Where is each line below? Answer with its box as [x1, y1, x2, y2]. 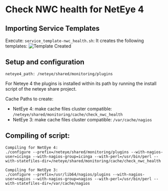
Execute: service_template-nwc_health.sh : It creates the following [5, 37, 144, 44]
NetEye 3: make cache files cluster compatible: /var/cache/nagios [12, 116, 152, 122]
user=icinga [5, 154, 31, 159]
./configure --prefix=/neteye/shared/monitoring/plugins [5, 150, 129, 155]
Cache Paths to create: [5, 96, 54, 102]
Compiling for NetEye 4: [5, 145, 58, 150]
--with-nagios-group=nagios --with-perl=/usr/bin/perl [32, 176, 152, 181]
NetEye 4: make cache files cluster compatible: [12, 105, 112, 112]
